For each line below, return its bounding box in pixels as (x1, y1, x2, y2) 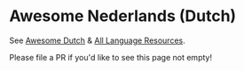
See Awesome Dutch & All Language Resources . (9, 35, 185, 46)
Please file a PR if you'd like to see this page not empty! (9, 52, 213, 62)
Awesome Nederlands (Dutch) (9, 6, 237, 26)
